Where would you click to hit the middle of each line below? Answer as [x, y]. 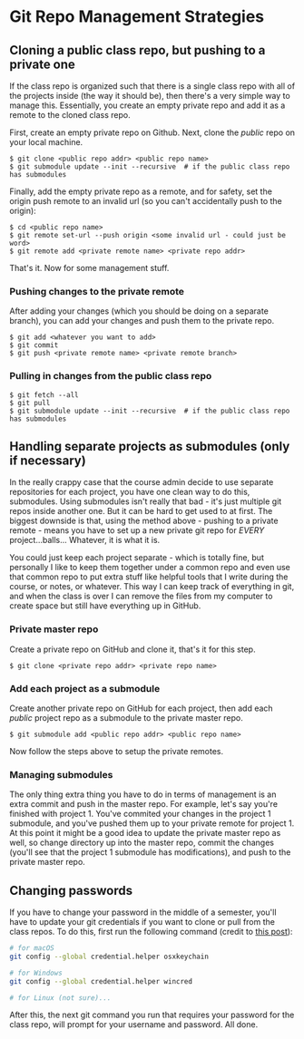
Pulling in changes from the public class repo [111, 376]
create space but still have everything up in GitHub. [105, 606]
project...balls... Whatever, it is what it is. [85, 540]
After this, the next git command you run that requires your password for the [152, 1015]
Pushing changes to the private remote [97, 291]
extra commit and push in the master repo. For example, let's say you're [144, 804]
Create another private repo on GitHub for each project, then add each [142, 708]
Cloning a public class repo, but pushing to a [137, 50]
